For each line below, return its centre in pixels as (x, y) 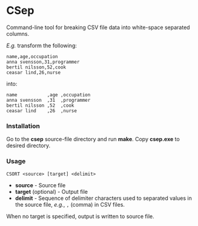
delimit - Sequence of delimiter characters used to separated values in (104, 198)
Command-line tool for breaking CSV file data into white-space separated (98, 27)
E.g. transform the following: (42, 45)
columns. (18, 33)
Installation (23, 126)
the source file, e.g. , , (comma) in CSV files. (70, 204)
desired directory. (28, 145)
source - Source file (40, 185)
